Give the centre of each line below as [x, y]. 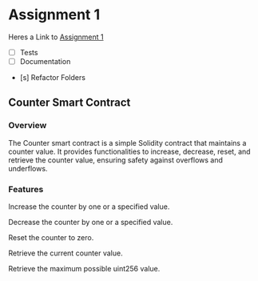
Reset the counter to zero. [51, 238]
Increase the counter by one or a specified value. [89, 207]
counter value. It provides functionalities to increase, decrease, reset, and [129, 151]
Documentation [45, 61]
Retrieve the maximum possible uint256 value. [84, 269]
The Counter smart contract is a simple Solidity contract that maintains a [127, 143]
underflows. [28, 168]
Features [26, 189]
